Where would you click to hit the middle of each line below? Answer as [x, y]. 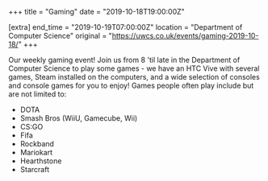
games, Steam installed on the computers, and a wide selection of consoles [134, 77]
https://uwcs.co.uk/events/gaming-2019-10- [185, 36]
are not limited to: [38, 94]
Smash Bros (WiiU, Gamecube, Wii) [79, 118]
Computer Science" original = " [61, 36]
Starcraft [35, 169]
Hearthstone [41, 161]
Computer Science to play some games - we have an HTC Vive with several [134, 68]
